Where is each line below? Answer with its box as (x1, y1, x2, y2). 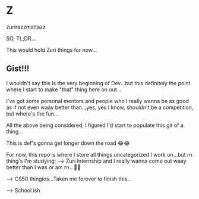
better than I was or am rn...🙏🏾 (6, 163, 81, 170)
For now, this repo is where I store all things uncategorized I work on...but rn (6, 151, 193, 158)
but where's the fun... (6, 110, 59, 117)
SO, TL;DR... (6, 35, 36, 42)
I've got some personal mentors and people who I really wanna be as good (6, 97, 189, 104)
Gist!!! (6, 64, 30, 74)
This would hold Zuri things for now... (6, 46, 97, 54)
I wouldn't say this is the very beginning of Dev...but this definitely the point (6, 79, 191, 86)
